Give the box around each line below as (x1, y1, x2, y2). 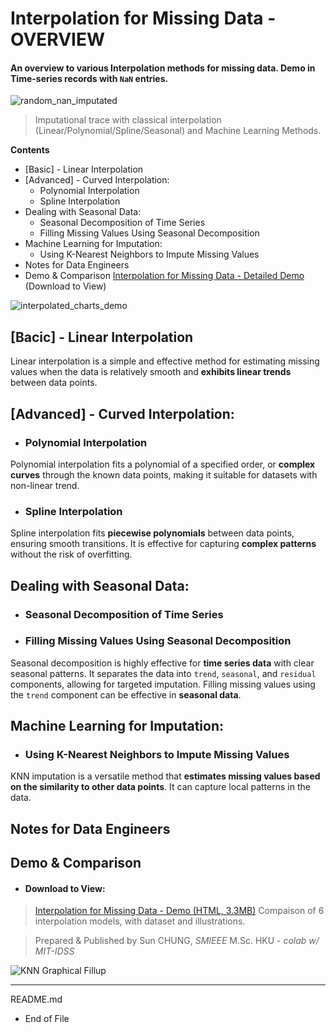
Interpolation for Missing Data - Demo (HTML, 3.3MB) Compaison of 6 (34, 905, 325, 917)
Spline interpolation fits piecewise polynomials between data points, (10, 527, 295, 539)
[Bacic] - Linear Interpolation (10, 328, 194, 346)
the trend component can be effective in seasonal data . (10, 688, 242, 701)
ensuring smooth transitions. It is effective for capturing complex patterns (10, 538, 317, 550)
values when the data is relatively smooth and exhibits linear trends (10, 366, 292, 378)
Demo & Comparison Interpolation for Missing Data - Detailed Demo (24, 270, 305, 282)
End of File (24, 1013, 70, 1025)
